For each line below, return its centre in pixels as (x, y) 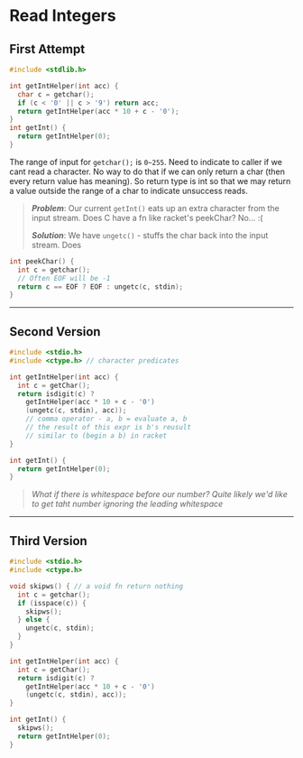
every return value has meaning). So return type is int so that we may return (150, 180)
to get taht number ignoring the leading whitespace (127, 504)
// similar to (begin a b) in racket (96, 435)
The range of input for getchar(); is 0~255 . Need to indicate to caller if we (146, 162)
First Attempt (47, 49)
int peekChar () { (42, 261)
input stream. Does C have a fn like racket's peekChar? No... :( (147, 217)
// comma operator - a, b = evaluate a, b (106, 419)
